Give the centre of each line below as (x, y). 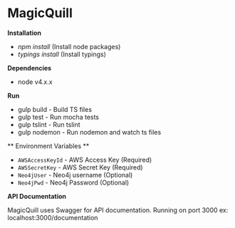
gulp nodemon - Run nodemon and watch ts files (89, 132)
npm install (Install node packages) (69, 46)
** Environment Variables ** (48, 146)
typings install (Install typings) (62, 54)
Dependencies (30, 68)
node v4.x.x (35, 82)
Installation (24, 33)
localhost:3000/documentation (53, 217)
